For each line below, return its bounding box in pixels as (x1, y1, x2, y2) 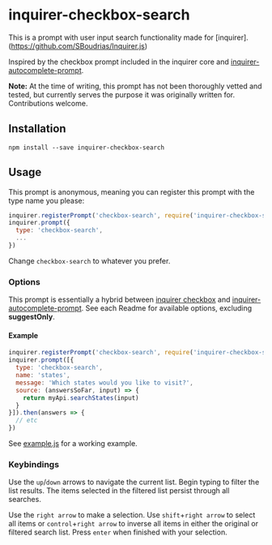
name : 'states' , (15, 371, 70, 380)
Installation (8, 122, 66, 135)
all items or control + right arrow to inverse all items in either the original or (8, 519, 259, 529)
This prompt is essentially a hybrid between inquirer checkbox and (8, 294, 231, 305)
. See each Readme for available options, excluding (81, 303, 253, 313)
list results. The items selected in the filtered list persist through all (8, 486, 230, 496)
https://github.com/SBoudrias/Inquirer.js (11, 41, 146, 50)
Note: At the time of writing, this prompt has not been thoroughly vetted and (8, 81, 262, 91)
